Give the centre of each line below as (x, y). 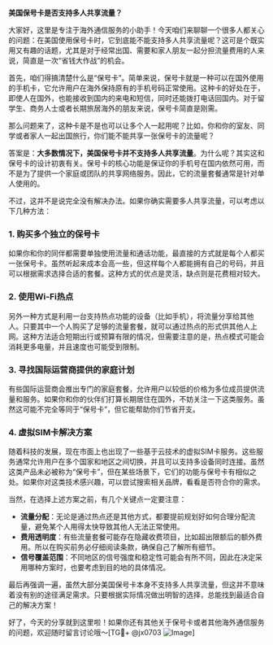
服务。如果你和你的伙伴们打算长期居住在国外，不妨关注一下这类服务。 (140, 399)
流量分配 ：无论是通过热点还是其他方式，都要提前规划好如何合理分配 (134, 516)
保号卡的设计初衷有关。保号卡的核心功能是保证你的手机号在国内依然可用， (133, 163)
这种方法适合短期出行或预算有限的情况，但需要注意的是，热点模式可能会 (143, 336)
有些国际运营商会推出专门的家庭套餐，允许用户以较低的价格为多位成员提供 (133, 389)
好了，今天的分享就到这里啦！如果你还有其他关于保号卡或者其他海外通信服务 (136, 622)
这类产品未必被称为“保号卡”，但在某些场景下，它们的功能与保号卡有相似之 (133, 472)
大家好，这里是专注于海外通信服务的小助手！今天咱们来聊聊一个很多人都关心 (136, 30)
